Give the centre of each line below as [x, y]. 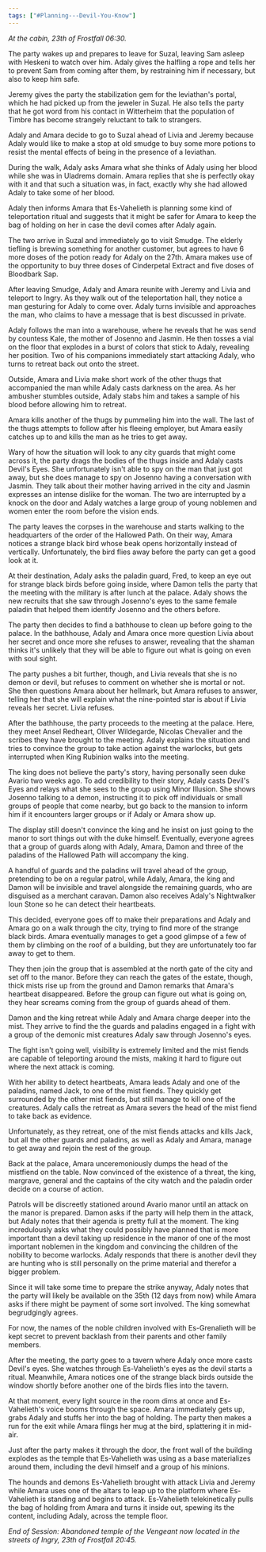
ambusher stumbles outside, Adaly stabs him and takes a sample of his [124, 396]
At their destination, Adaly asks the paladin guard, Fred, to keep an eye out [130, 576]
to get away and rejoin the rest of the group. [80, 1148]
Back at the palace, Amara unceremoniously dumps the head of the [118, 1163]
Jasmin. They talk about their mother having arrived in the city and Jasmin [129, 486]
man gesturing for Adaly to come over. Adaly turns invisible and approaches [132, 306]
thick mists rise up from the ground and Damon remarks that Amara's [121, 985]
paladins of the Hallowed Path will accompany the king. [98, 855]
